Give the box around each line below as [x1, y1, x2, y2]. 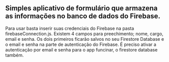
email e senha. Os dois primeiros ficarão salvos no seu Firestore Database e [5, 36, 164, 42]
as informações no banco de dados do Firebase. [5, 12, 161, 21]
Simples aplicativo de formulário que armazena [5, 4, 158, 13]
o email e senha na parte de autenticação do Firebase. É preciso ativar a [5, 41, 156, 47]
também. [5, 52, 24, 58]
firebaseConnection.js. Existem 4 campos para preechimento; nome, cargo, [5, 30, 163, 37]
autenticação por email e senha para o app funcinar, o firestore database [5, 46, 158, 52]
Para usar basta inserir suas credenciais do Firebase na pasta [5, 25, 134, 31]
